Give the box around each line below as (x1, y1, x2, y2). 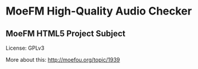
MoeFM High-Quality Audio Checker (5, 4, 193, 18)
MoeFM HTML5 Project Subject (5, 28, 126, 39)
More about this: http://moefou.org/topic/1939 (5, 56, 120, 63)
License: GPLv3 (5, 44, 45, 51)
